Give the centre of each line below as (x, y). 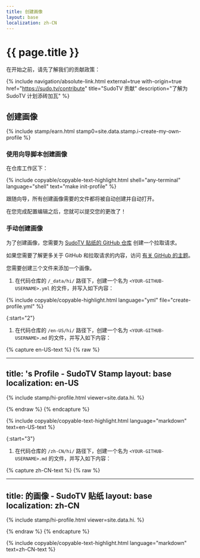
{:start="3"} (21, 438)
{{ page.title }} (43, 52)
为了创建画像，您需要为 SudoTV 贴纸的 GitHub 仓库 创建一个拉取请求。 (93, 243)
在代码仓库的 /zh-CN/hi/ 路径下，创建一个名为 (71, 451)
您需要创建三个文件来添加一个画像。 (51, 268)
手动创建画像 (25, 228)
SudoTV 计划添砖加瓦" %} (38, 96)
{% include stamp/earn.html (40, 131)
